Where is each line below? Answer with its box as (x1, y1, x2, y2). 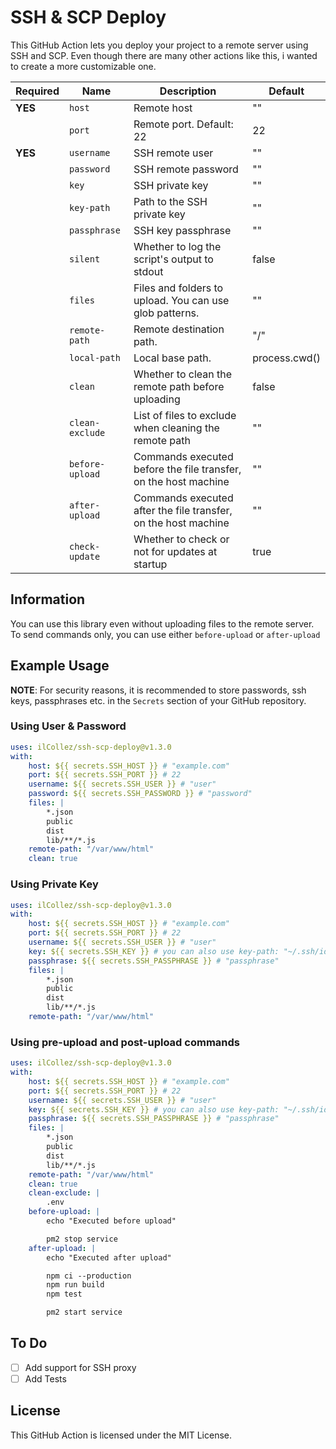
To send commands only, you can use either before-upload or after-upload (10, 628, 321, 640)
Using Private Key (10, 877, 99, 891)
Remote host (133, 101, 193, 115)
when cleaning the (133, 421, 220, 435)
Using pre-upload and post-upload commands (10, 1035, 240, 1049)
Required (15, 84, 60, 98)
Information (10, 591, 86, 608)
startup (133, 557, 168, 571)
